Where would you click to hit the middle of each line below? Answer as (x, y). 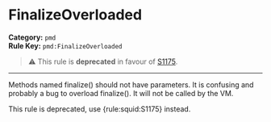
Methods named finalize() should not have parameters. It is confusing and (131, 84)
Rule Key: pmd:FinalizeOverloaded (65, 45)
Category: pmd (32, 37)
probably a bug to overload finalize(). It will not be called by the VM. (121, 93)
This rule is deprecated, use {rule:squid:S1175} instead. (100, 109)
